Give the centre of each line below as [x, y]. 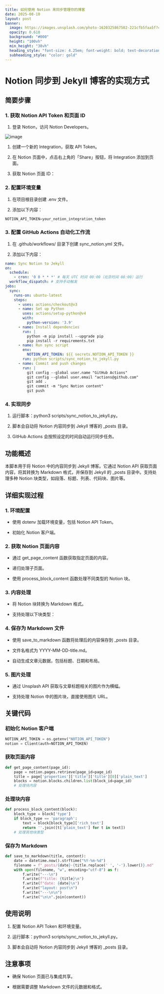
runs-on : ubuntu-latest [38, 295]
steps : [20, 300]
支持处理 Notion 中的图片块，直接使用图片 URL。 [61, 697]
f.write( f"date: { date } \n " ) [51, 884]
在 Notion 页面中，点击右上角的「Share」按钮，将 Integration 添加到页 [83, 157]
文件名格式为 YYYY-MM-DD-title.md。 [51, 650]
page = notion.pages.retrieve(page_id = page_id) [63, 772]
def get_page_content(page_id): [38, 767]
